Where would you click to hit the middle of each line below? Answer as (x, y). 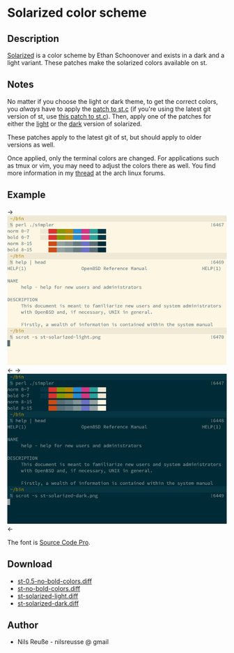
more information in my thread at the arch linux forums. (86, 173)
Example (26, 195)
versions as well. (31, 144)
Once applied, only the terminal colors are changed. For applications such (113, 158)
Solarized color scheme (77, 13)
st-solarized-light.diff (48, 596)
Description (33, 39)
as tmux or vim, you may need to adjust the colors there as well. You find (111, 165)
